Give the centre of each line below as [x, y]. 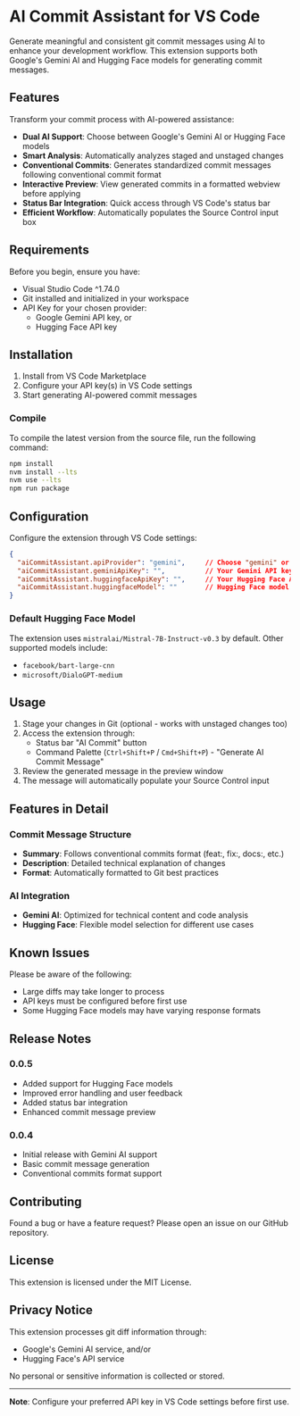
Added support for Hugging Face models [97, 1083]
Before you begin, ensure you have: [75, 271]
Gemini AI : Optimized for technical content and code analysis [135, 915]
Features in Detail [59, 808]
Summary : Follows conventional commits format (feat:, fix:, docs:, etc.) [153, 854]
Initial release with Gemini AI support [90, 1154]
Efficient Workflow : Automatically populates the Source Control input [150, 212]
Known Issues [50, 953]
